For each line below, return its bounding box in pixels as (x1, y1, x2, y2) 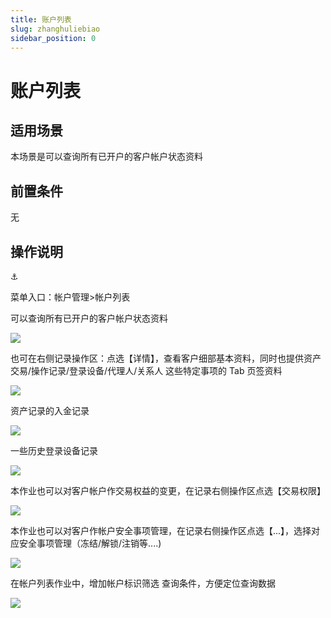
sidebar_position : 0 (10, 33, 97, 43)
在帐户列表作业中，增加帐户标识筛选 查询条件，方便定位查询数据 (10, 577, 276, 589)
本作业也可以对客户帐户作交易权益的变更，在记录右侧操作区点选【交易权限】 (10, 485, 326, 496)
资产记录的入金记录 (10, 405, 90, 416)
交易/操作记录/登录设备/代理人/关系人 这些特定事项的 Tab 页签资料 (10, 365, 283, 376)
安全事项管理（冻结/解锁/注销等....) (18, 537, 162, 549)
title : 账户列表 (10, 14, 72, 25)
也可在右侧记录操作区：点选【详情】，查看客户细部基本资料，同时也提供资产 (10, 352, 322, 364)
